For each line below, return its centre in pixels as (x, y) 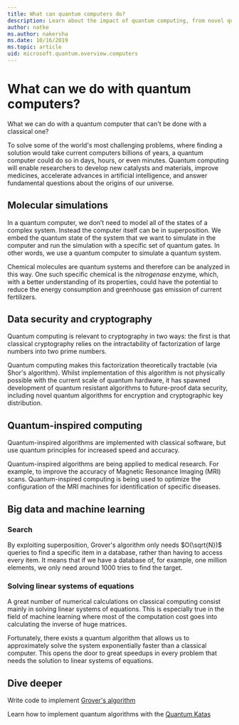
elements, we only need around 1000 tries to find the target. (95, 568)
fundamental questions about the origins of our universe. (91, 183)
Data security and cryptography (80, 319)
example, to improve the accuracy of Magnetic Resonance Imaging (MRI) (114, 471)
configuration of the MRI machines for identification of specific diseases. (114, 487)
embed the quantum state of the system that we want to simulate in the (112, 238)
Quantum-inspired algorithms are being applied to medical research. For (113, 464)
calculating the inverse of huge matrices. (67, 625)
